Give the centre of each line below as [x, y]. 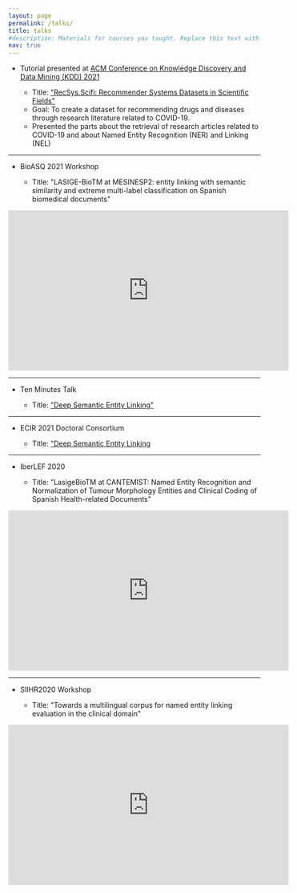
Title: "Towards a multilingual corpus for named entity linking [132, 705]
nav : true [25, 46]
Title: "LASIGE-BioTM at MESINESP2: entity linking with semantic [139, 182]
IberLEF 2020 [42, 467]
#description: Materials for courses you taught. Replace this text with [134, 38]
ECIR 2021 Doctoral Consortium [72, 428]
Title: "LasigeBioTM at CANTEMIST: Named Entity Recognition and [141, 483]
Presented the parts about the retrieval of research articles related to [145, 127]
